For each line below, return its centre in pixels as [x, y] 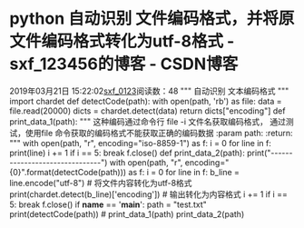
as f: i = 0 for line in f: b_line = [184, 172]
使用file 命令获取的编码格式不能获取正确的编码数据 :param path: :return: [159, 133]
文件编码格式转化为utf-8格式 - [122, 41]
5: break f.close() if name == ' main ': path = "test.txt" [108, 204]
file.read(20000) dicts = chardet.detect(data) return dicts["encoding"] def [147, 111]
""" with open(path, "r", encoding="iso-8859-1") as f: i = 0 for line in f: [141, 143]
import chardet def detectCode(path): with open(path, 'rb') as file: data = [146, 101]
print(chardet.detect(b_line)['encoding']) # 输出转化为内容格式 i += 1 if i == [148, 194]
